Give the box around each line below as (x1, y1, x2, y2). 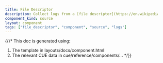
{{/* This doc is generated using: (5, 38, 70, 44)
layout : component (5, 20, 42, 25)
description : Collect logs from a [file (5, 12, 88, 16)
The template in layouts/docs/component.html (12, 48, 105, 53)
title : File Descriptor (5, 7, 53, 12)
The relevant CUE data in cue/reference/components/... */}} (12, 52, 132, 58)
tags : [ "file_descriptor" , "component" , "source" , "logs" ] (5, 25, 127, 30)
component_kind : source (5, 16, 53, 21)
